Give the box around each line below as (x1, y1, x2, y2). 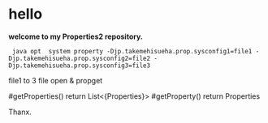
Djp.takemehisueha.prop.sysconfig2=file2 (8, 54, 151, 62)
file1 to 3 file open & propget (8, 75, 103, 85)
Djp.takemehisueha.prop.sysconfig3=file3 (8, 61, 151, 70)
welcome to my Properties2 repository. (8, 32, 144, 41)
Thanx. (8, 107, 32, 117)
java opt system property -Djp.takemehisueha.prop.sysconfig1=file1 (11, 47, 253, 55)
